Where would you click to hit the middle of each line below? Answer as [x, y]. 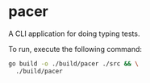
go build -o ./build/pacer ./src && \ [73, 63]
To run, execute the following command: [75, 49]
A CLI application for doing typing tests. [74, 34]
